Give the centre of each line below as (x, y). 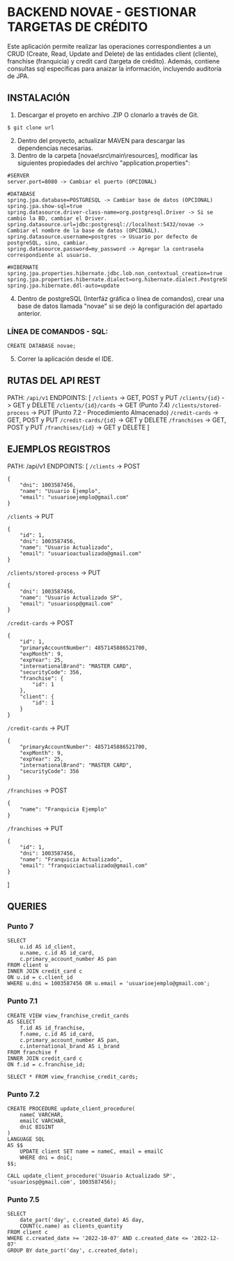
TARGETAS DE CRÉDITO (78, 27)
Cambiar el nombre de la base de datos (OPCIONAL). (84, 230)
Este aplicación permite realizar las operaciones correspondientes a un (109, 46)
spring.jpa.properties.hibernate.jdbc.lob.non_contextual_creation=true (115, 273)
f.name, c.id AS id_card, (57, 1034)
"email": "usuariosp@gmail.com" (67, 604)
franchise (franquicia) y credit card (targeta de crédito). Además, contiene (114, 61)
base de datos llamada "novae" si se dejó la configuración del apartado (120, 306)
